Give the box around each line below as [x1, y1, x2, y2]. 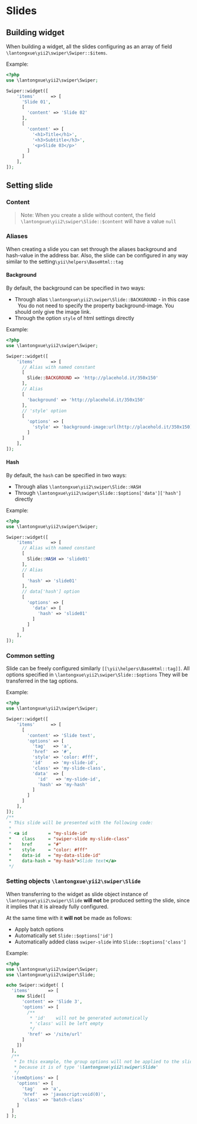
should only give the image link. [14, 308, 91, 315]
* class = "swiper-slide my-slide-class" [8, 836, 130, 842]
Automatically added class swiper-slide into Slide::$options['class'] [14, 938, 186, 945]
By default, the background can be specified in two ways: [6, 284, 145, 291]
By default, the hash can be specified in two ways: [6, 471, 127, 478]
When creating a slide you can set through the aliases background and [6, 245, 177, 253]
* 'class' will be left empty [29, 1020, 104, 1027]
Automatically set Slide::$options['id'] [14, 932, 113, 939]
